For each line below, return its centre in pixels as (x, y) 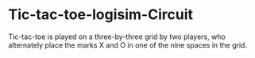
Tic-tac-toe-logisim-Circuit (100, 15)
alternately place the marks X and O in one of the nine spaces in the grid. (128, 44)
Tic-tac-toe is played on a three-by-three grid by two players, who (117, 37)
